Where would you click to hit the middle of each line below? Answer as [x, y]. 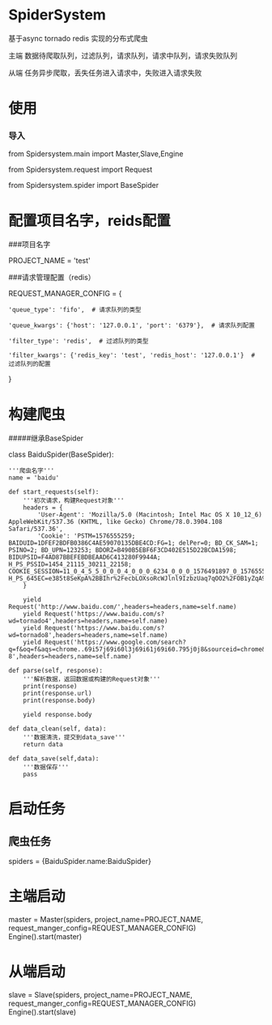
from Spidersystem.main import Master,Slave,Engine [96, 154]
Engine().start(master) [45, 937]
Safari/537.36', [36, 529]
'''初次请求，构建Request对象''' [74, 501]
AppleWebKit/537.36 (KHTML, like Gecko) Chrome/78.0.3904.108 [115, 522]
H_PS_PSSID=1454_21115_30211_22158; [70, 564]
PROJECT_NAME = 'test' [49, 261]
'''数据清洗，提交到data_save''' [74, 738]
